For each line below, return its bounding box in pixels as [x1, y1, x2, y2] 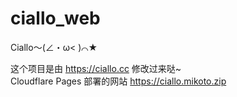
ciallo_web [10, 7, 101, 30]
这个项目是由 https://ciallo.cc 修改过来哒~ [10, 62, 182, 74]
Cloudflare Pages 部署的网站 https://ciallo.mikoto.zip [10, 75, 227, 87]
